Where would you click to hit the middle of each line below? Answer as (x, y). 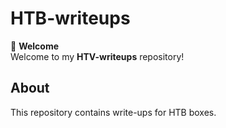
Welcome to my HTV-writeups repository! (97, 56)
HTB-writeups (70, 18)
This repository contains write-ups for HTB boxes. (113, 112)
